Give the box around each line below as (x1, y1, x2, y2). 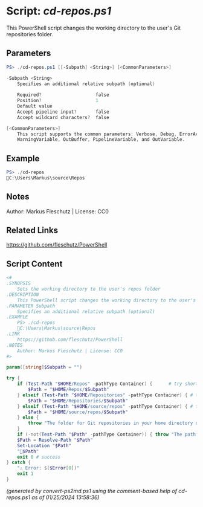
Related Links (6, 225, 59, 236)
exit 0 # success (17, 454, 61, 460)
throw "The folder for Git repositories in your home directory (28, 420, 193, 427)
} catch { (6, 459, 31, 466)
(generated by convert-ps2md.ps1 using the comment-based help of (6, 487, 177, 494)
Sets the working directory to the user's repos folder (17, 286, 161, 292)
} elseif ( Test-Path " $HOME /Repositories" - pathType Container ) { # (17, 392, 193, 398)
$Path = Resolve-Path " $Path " (17, 437, 94, 443)
